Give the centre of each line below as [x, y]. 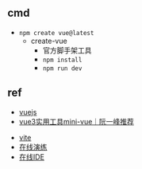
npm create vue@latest [56, 33]
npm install [62, 60]
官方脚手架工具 [67, 50]
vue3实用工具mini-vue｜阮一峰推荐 [76, 121]
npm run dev [62, 68]
